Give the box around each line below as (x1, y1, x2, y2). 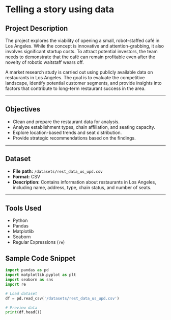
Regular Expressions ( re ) (12, 239, 65, 245)
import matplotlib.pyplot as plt (5, 272, 76, 278)
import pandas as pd (5, 267, 49, 273)
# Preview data (5, 305, 38, 310)
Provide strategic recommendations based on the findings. (12, 134, 136, 141)
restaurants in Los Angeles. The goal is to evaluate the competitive (5, 75, 145, 80)
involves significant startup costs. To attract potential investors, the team (5, 49, 158, 54)
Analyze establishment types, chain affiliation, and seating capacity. (12, 124, 155, 130)
